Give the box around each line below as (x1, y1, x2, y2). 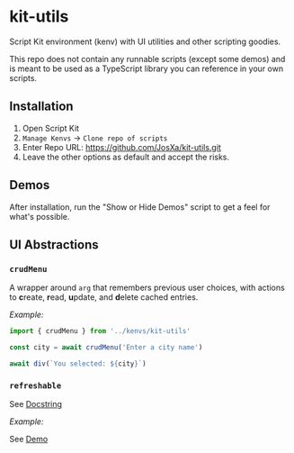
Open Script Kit (22, 122, 79, 133)
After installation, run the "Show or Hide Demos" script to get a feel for (9, 201, 271, 213)
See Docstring (9, 399, 63, 410)
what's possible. (9, 211, 70, 222)
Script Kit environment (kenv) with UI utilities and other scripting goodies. (9, 36, 281, 47)
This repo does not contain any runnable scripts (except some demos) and (9, 53, 286, 64)
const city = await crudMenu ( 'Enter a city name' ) (9, 343, 203, 352)
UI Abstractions (9, 237, 99, 252)
